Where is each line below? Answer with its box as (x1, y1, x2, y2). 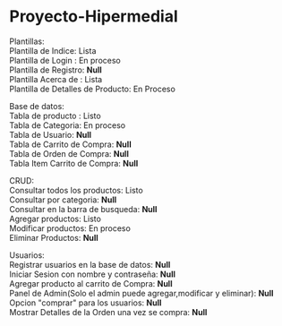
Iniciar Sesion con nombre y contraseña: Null (9, 269, 176, 279)
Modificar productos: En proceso (9, 222, 132, 234)
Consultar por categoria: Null (9, 194, 117, 205)
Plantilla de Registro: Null (9, 64, 102, 75)
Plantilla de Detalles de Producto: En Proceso (9, 83, 176, 94)
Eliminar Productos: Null (9, 232, 98, 243)
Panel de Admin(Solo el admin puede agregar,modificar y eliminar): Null (9, 287, 274, 298)
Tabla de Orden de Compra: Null (9, 148, 130, 159)
